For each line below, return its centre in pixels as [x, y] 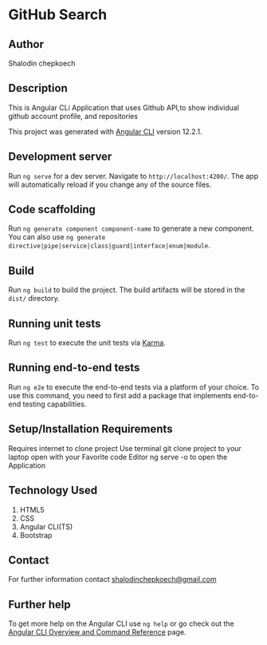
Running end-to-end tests [74, 368]
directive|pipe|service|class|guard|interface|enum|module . [109, 246]
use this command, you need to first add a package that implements [120, 395]
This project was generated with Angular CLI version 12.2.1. [105, 131]
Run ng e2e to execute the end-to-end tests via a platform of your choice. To [134, 387]
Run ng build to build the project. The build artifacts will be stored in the [127, 290]
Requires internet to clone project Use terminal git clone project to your [125, 448]
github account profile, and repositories [73, 116]
